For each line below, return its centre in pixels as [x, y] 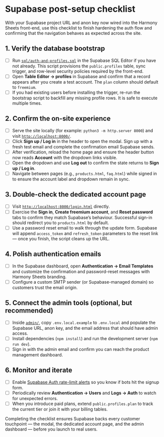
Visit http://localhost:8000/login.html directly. [61, 206]
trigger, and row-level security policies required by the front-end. [78, 71]
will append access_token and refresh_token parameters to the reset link [85, 233]
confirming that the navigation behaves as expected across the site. [73, 33]
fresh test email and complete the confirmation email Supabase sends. [83, 146]
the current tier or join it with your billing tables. [60, 409]
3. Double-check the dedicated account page [76, 194]
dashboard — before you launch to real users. [51, 429]
